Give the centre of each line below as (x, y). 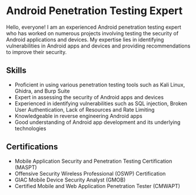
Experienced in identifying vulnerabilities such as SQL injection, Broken (101, 103)
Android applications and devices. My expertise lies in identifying (85, 39)
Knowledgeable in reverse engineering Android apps (78, 116)
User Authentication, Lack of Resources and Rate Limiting (84, 109)
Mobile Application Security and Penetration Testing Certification (93, 161)
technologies (30, 128)
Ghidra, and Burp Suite (42, 91)
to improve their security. (36, 52)
